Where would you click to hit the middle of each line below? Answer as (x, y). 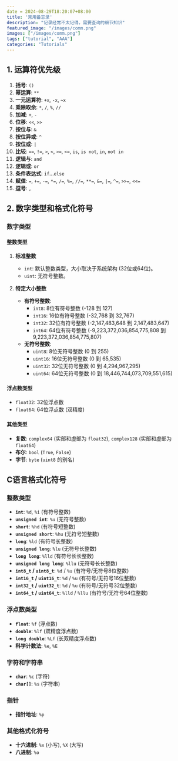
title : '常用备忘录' (29, 17)
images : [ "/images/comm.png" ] (44, 34)
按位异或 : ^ (28, 137)
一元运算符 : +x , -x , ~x (41, 100)
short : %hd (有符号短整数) (45, 527)
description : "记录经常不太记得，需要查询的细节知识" (66, 22)
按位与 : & (26, 129)
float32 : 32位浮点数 (39, 402)
